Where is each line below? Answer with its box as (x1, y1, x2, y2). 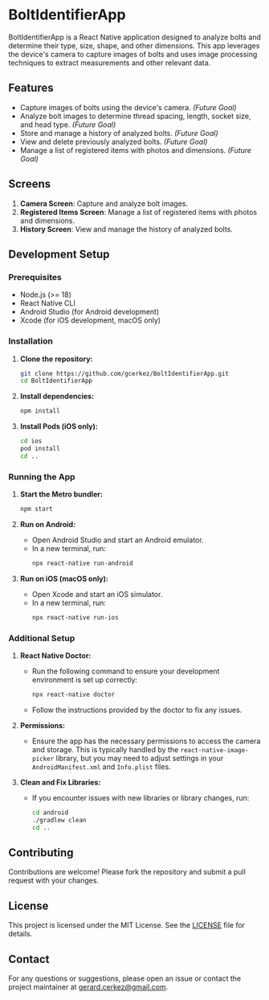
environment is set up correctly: (31, 675, 138, 685)
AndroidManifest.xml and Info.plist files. (31, 762, 171, 772)
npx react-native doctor (31, 690, 116, 699)
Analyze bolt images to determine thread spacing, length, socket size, (19, 111, 251, 121)
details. (8, 929, 33, 939)
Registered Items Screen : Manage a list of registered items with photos (19, 207, 258, 216)
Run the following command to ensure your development (31, 666, 220, 677)
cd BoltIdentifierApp (19, 377, 92, 385)
